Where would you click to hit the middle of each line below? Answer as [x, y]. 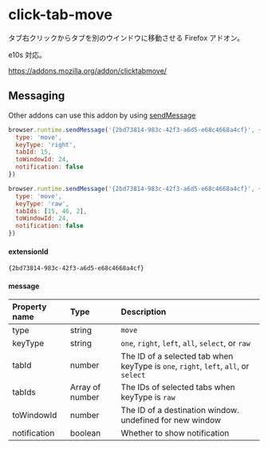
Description [144, 312]
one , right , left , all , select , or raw [186, 344]
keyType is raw [148, 397]
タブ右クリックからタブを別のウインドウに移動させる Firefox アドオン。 [126, 38]
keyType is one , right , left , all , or [185, 367]
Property [30, 307]
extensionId [29, 251]
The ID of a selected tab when [177, 356]
